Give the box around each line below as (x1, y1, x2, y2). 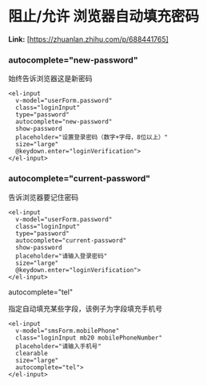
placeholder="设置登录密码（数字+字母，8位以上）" (15, 133, 169, 141)
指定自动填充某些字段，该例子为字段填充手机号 (8, 303, 162, 313)
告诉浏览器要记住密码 (8, 192, 78, 201)
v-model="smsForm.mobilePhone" (15, 327, 120, 335)
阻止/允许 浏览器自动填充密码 (8, 7, 200, 26)
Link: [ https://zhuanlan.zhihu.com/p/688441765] (8, 34, 169, 44)
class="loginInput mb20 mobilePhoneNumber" (15, 334, 162, 342)
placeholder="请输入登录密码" (15, 252, 108, 260)
